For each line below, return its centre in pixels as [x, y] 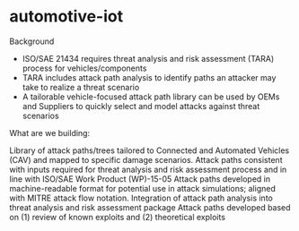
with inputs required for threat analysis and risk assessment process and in [148, 169]
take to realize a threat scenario [81, 87]
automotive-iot [66, 17]
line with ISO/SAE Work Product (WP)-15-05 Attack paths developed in [140, 179]
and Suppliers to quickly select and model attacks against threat [141, 106]
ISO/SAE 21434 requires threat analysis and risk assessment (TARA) [148, 58]
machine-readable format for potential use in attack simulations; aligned [142, 188]
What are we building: [50, 133]
